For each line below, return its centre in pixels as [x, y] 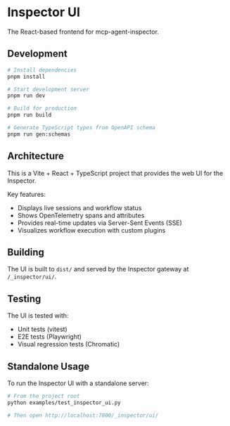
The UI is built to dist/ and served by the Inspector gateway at [98, 269]
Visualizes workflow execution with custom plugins [91, 230]
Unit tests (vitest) [43, 329]
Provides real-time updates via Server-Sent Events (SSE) [100, 223]
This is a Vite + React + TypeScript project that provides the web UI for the [115, 173]
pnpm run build [30, 115]
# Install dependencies [42, 70]
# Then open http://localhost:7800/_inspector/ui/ [83, 415]
